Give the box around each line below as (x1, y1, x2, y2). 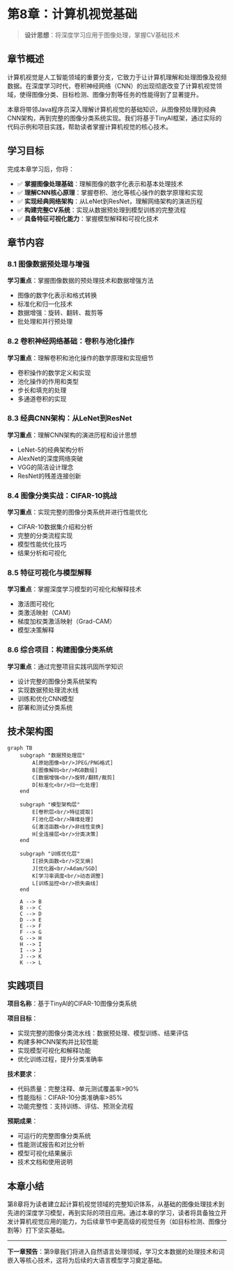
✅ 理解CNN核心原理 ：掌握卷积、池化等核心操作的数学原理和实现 (17, 188, 203, 196)
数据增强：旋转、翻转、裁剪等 (17, 309, 103, 317)
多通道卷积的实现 (17, 394, 67, 403)
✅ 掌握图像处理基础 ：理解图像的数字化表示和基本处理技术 (17, 179, 183, 188)
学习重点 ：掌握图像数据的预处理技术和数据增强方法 (7, 276, 154, 285)
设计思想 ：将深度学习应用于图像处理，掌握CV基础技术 (24, 31, 180, 39)
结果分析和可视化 (17, 549, 67, 557)
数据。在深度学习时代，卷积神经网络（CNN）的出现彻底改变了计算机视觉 (7, 81, 217, 90)
